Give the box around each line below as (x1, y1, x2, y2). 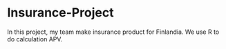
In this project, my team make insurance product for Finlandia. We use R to (7, 28, 220, 36)
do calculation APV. (7, 35, 63, 43)
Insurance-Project (7, 5, 114, 21)
